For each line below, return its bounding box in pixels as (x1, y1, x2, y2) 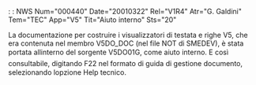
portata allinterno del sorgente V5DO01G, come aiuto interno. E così (8, 47, 229, 57)
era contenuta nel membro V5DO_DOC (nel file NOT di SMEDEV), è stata (8, 39, 244, 48)
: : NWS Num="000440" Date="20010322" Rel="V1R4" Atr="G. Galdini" (8, 7, 243, 16)
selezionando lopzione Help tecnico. (8, 68, 126, 77)
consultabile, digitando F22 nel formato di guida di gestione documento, (8, 59, 243, 68)
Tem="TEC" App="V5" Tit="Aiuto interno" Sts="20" (8, 15, 177, 24)
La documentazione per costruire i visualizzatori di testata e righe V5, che (8, 31, 248, 39)
